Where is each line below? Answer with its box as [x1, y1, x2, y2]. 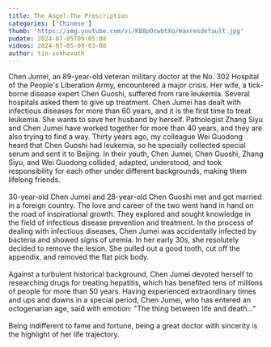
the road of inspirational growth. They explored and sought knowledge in [8, 209, 252, 218]
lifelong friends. [8, 175, 61, 184]
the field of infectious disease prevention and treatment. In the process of [8, 218, 254, 227]
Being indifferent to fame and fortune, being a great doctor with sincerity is [8, 321, 258, 330]
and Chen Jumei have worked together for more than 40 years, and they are [8, 123, 263, 133]
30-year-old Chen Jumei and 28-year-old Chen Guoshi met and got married [8, 192, 262, 201]
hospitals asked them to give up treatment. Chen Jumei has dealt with [8, 98, 241, 107]
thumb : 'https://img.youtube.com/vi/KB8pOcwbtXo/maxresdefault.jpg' [8, 27, 244, 35]
